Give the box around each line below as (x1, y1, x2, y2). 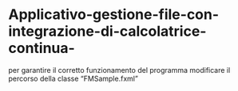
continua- (8, 40, 76, 57)
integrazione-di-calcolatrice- (8, 22, 207, 40)
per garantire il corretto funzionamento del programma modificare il (8, 65, 231, 74)
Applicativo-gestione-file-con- (8, 6, 220, 24)
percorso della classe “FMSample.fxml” (8, 74, 138, 83)
